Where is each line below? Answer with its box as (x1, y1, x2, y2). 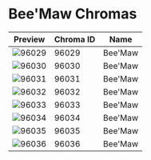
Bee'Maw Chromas (8, 5, 137, 23)
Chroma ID (54, 34, 96, 45)
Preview (13, 34, 46, 45)
